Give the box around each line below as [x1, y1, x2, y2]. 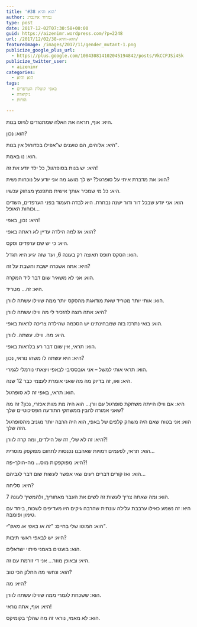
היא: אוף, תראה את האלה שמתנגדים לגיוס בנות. [6, 118, 112, 125]
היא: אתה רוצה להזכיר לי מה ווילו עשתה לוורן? [6, 308, 107, 315]
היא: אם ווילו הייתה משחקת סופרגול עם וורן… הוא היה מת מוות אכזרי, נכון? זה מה [6, 400, 185, 407]
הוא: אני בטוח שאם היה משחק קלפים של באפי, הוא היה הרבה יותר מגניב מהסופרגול [6, 418, 191, 425]
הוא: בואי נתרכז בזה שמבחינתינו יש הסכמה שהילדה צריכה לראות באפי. [6, 319, 163, 327]
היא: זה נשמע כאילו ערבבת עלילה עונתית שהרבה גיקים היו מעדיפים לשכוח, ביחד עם [6, 504, 191, 511]
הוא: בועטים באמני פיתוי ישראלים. [6, 545, 82, 552]
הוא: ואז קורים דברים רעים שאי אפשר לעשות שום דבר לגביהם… [6, 470, 146, 477]
